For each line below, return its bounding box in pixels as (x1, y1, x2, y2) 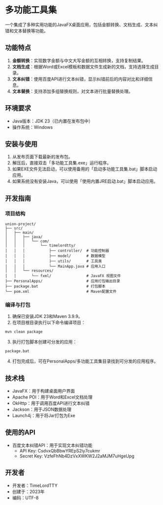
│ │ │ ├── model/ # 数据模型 (5, 253, 106, 258)
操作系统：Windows (12, 124, 53, 130)
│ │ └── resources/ (5, 268, 54, 273)
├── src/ (5, 226, 23, 231)
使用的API (5, 428, 36, 437)
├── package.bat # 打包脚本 (5, 284, 106, 289)
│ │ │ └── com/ (5, 239, 50, 244)
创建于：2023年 (12, 488, 45, 494)
